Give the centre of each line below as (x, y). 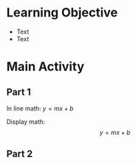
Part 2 (20, 154)
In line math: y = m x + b (40, 108)
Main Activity (45, 67)
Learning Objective (62, 13)
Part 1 (19, 92)
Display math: (26, 121)
